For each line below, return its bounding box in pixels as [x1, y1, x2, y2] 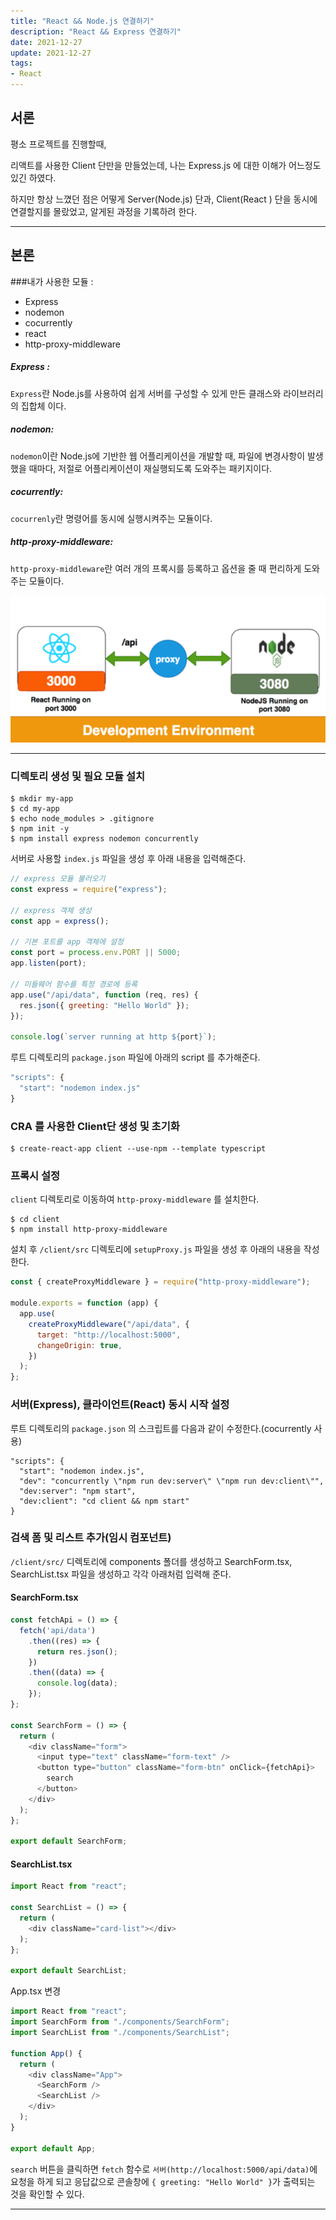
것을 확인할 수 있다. [10, 2188, 85, 2200]
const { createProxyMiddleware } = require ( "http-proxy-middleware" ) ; [10, 1277, 311, 1287]
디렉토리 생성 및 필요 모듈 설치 [10, 769, 146, 783]
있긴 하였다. [10, 171, 57, 184]
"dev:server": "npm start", [19, 1486, 137, 1496]
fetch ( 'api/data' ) [19, 1625, 97, 1635]
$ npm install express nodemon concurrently [10, 834, 199, 844]
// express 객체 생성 [10, 905, 92, 915]
